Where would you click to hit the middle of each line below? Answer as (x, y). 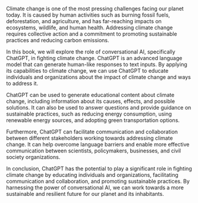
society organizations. (33, 157)
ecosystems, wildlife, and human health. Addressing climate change (89, 27)
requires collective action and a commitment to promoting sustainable (92, 34)
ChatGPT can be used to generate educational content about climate (90, 95)
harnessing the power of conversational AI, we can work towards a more (95, 188)
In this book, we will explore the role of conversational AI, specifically (91, 52)
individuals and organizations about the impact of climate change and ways (99, 77)
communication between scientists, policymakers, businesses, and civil (94, 151)
